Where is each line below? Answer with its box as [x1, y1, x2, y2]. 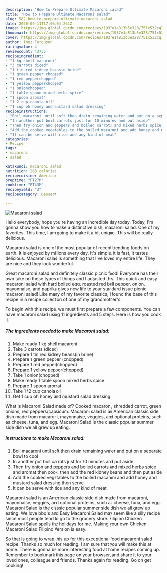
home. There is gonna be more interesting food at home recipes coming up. [5, 546, 160, 552]
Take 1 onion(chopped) [12, 372, 60, 378]
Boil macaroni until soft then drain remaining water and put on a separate [12, 448, 162, 454]
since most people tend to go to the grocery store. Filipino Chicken [5, 515, 142, 521]
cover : [5, 35, 19, 40]
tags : [5, 146, 17, 151]
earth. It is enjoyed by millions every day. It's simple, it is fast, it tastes [5, 250, 148, 256]
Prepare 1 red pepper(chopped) [12, 361, 77, 367]
